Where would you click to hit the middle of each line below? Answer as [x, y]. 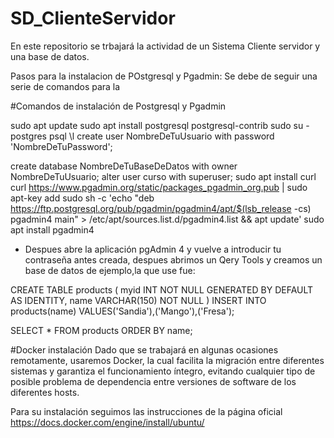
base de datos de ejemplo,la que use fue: [110, 270]
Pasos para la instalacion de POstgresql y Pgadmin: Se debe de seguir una [164, 76]
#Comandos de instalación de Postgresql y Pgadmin [118, 106]
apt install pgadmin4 [52, 229]
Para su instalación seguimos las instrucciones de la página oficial [146, 411]
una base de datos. [50, 56]
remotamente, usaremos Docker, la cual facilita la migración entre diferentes [167, 360]
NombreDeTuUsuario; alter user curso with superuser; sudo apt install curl [163, 176]
